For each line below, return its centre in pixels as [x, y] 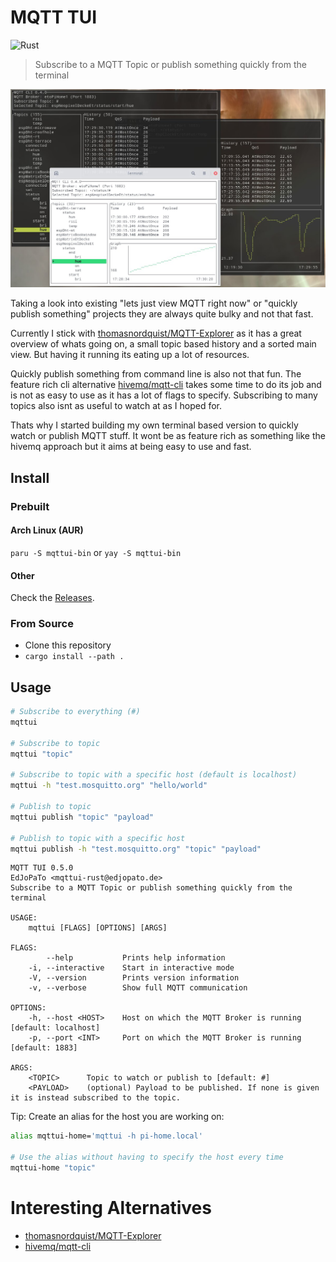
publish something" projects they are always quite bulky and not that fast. [162, 314]
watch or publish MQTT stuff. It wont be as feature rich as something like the [168, 436]
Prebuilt [30, 506]
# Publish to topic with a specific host [98, 838]
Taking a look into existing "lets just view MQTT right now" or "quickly [154, 303]
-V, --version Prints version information [134, 978]
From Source [42, 624]
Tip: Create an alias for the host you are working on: [117, 1117]
